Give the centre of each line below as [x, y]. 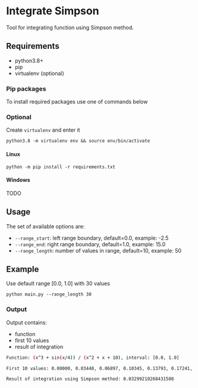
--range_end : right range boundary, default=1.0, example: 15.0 [90, 244]
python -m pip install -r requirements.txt [61, 167]
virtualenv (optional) [39, 73]
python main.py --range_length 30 [49, 294]
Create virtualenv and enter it [43, 130]
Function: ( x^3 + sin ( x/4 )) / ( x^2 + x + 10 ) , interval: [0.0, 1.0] [93, 358]
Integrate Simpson [53, 11]
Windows [18, 180]
